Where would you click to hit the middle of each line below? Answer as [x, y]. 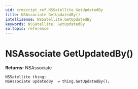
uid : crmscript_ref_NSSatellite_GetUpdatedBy [54, 10]
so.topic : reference [27, 29]
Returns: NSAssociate [29, 68]
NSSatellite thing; [26, 77]
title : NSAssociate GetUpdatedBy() [43, 15]
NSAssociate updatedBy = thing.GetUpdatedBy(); [58, 81]
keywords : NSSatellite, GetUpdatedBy [45, 24]
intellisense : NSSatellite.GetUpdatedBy [49, 19]
